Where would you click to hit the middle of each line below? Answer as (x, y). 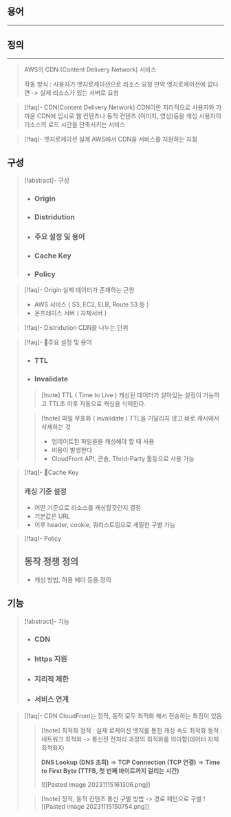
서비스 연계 (51, 700)
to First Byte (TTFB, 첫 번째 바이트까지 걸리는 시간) (110, 770)
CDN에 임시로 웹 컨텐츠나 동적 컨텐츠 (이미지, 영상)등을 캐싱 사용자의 (129, 115)
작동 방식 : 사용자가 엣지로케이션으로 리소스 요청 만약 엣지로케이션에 (115, 84)
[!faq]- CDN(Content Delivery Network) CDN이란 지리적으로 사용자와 (119, 107)
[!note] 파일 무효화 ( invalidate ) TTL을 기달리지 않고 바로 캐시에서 (130, 418)
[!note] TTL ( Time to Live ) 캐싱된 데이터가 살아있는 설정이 (121, 395)
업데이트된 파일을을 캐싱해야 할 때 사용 (103, 441)
